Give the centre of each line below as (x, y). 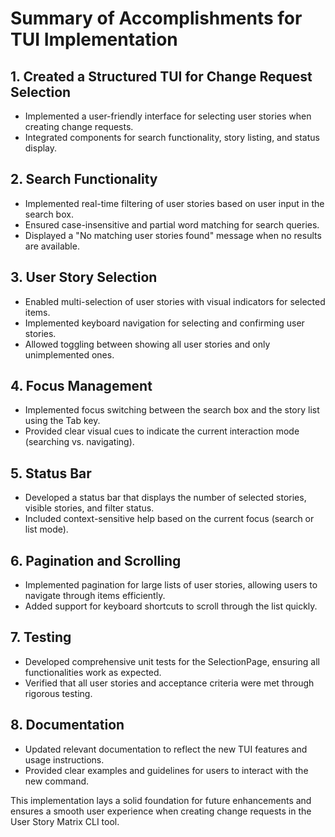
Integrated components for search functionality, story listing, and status (172, 137)
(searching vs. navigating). (79, 442)
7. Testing (41, 637)
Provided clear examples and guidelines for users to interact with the (166, 770)
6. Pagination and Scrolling (96, 560)
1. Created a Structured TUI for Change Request (161, 76)
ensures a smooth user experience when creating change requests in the (161, 811)
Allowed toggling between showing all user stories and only (147, 344)
